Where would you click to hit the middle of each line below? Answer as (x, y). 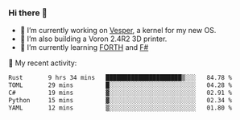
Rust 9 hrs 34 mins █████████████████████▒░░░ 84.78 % (120, 78)
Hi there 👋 (28, 13)
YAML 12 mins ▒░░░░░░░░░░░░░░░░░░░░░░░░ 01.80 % (120, 108)
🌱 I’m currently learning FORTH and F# (84, 48)
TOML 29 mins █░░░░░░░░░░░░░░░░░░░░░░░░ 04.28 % (120, 85)
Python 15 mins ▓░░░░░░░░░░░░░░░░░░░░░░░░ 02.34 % (120, 100)
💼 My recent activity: (43, 63)
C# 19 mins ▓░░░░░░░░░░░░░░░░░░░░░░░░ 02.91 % (120, 93)
